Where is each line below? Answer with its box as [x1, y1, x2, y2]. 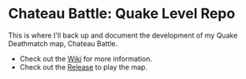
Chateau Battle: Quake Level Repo [8, 5, 236, 23]
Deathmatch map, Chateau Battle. [8, 38, 118, 48]
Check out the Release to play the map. [19, 62, 148, 71]
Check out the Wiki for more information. [19, 54, 152, 63]
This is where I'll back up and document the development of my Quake [8, 31, 238, 40]
